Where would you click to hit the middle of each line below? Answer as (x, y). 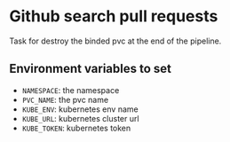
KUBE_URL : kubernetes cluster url (80, 118)
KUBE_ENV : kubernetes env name (80, 109)
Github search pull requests (114, 16)
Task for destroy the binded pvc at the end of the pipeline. (115, 41)
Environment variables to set (90, 69)
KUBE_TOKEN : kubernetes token (76, 128)
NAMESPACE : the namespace (71, 90)
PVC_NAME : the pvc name (65, 99)
